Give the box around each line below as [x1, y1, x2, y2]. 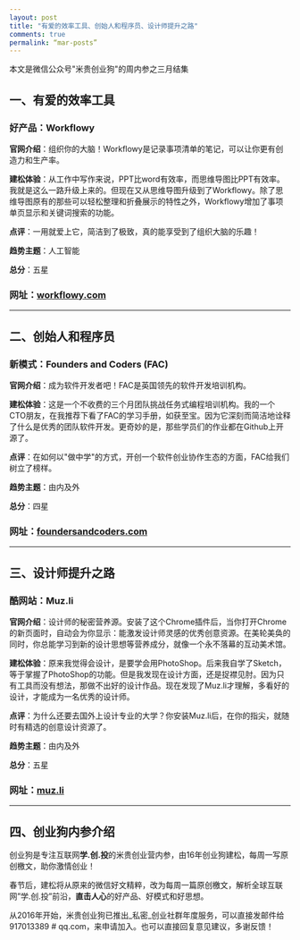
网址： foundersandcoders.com [9, 525, 148, 538]
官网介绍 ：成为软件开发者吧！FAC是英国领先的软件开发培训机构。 [9, 379, 252, 390]
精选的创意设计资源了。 [24, 721, 112, 732]
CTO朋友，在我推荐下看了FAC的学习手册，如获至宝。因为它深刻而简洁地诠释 [9, 410, 291, 420]
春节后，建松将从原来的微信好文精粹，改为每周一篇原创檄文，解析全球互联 [9, 880, 283, 891]
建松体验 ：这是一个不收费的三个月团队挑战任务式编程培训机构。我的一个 [9, 399, 275, 410]
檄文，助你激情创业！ [16, 860, 96, 872]
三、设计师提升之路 [9, 565, 115, 580]
